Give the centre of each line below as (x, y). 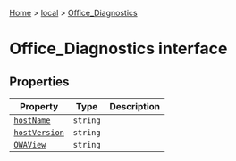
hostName (32, 121)
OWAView (30, 145)
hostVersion (39, 133)
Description (135, 106)
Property (39, 106)
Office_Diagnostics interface (118, 49)
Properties (39, 81)
